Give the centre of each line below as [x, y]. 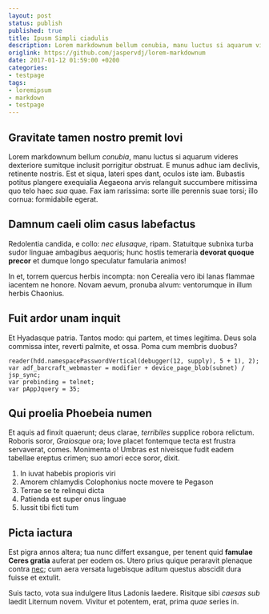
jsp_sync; [25, 375]
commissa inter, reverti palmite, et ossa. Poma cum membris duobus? [123, 346]
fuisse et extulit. [35, 578]
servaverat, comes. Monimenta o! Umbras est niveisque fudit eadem [121, 450]
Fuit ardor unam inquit [64, 318]
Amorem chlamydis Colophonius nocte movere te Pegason [116, 482]
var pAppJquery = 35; [44, 389]
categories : [28, 68]
